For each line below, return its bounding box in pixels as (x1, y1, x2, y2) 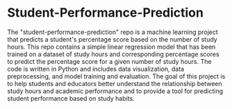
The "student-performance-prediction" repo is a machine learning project (7, 28, 219, 36)
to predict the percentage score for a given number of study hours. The (7, 57, 212, 65)
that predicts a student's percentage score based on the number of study (7, 35, 217, 43)
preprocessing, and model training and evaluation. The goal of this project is (7, 72, 226, 81)
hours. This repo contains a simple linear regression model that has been (7, 42, 216, 51)
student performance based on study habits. (7, 94, 135, 102)
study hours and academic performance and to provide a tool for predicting (7, 87, 224, 95)
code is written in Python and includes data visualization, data (7, 65, 185, 73)
